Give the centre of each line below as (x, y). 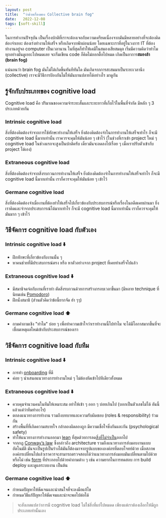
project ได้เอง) (19, 149)
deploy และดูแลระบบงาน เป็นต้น (40, 465)
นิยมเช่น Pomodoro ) (31, 294)
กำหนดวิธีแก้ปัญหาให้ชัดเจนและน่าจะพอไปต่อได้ (51, 495)
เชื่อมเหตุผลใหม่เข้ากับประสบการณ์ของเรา (45, 329)
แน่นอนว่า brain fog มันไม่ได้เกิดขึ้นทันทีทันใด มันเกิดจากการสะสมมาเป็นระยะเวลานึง (75, 69)
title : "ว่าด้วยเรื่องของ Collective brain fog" (50, 14)
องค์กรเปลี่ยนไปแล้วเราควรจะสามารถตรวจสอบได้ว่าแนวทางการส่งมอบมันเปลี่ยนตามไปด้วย (84, 454)
